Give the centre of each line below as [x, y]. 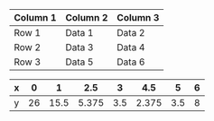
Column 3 [138, 17]
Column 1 [35, 17]
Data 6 [131, 62]
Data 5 [79, 62]
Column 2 [87, 17]
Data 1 [79, 33]
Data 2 [131, 33]
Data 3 [79, 47]
